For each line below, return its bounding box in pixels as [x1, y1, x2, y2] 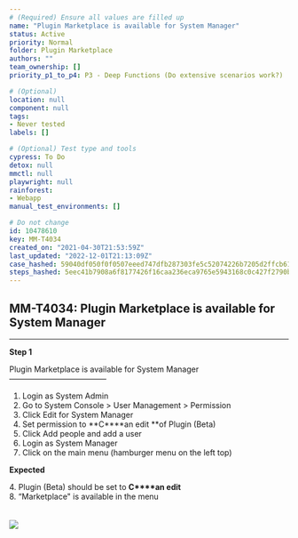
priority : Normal [9, 37, 74, 47]
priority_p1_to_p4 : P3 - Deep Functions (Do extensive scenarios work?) [9, 71, 284, 80]
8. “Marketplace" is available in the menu [9, 491, 160, 502]
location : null [9, 95, 66, 104]
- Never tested [9, 120, 66, 129]
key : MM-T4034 [9, 235, 62, 244]
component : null [9, 103, 69, 112]
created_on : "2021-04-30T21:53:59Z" [9, 243, 145, 252]
